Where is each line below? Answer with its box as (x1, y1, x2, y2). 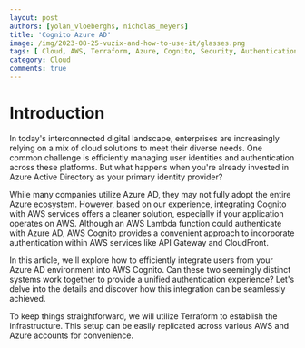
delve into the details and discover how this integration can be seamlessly (9, 283, 286, 295)
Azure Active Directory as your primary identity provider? (9, 171, 223, 182)
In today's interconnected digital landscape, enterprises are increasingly (9, 132, 280, 143)
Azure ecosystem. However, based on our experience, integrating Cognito (9, 198, 287, 209)
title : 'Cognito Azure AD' (9, 30, 112, 39)
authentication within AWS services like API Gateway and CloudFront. (9, 237, 270, 247)
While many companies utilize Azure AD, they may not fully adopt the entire (9, 188, 291, 199)
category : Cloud (9, 55, 71, 64)
